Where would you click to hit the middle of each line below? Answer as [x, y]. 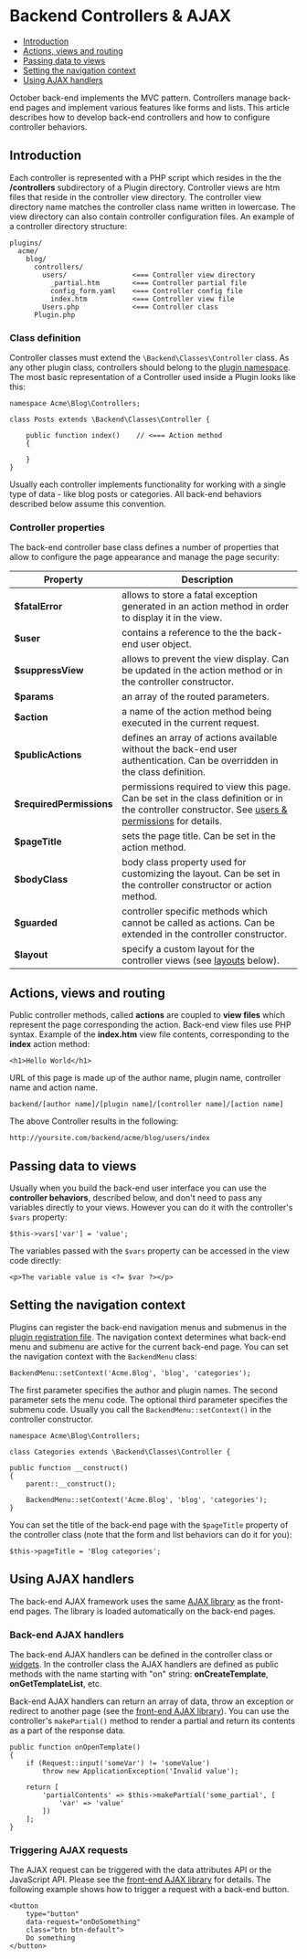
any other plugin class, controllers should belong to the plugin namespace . [150, 367]
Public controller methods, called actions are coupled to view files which [148, 1015]
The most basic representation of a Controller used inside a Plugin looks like [153, 377]
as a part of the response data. [68, 1730]
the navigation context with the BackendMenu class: [103, 1356]
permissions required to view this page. [206, 787]
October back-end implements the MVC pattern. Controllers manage [138, 98]
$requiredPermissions [64, 804]
